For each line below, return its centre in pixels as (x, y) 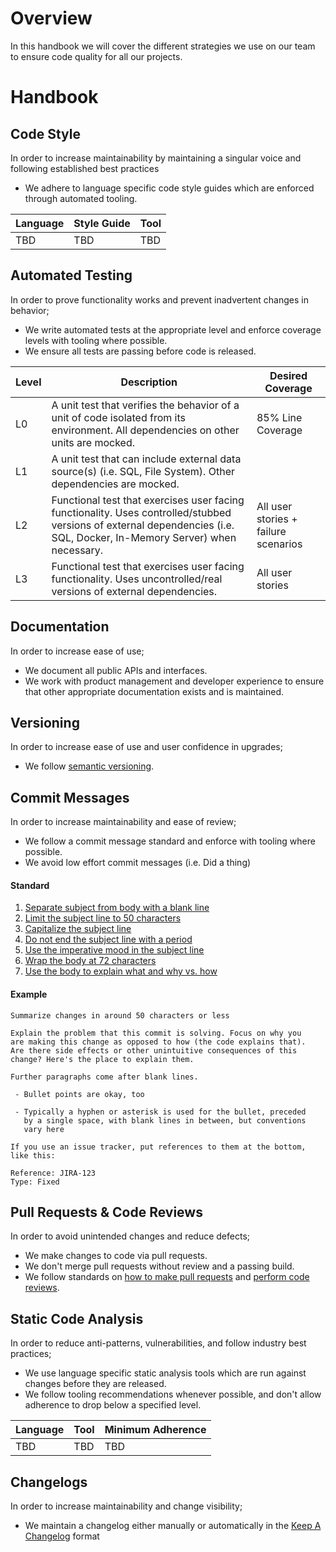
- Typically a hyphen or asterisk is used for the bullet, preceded (160, 1112)
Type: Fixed (35, 1182)
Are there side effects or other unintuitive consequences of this (154, 1050)
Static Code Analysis (77, 1318)
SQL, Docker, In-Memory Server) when (144, 537)
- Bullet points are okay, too (79, 1094)
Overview (51, 18)
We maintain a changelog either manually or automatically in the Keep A (173, 1526)
